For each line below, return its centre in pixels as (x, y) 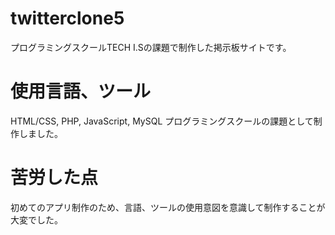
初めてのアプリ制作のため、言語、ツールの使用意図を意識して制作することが (168, 207)
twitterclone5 (67, 18)
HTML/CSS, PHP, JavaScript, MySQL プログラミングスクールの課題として (162, 121)
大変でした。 (36, 219)
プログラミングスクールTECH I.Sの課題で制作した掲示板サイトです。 (151, 47)
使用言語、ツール (81, 91)
